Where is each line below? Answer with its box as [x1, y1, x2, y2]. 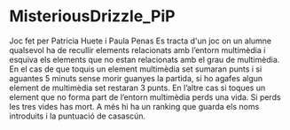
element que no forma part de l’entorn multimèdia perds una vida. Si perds [9, 91, 281, 103]
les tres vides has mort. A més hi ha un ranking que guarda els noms [9, 101, 260, 111]
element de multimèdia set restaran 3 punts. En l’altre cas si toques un [9, 82, 266, 93]
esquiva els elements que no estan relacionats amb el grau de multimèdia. [9, 54, 280, 65]
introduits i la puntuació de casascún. [9, 111, 146, 121]
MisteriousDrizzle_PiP [9, 6, 176, 27]
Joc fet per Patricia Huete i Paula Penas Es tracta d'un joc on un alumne [9, 35, 272, 46]
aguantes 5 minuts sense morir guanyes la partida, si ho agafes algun [9, 73, 263, 83]
